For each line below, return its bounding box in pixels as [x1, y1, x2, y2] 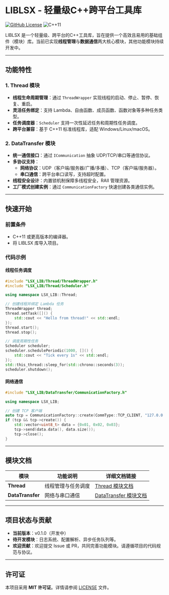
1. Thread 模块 [5, 82, 40, 89]
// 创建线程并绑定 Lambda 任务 [5, 301, 64, 307]
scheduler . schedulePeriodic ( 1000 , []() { [5, 348, 94, 353]
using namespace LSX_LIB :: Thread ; [5, 292, 78, 298]
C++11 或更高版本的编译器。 [12, 233, 71, 240]
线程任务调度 [5, 267, 32, 273]
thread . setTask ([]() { [5, 311, 53, 316]
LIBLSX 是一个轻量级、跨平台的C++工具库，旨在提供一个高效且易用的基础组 [5, 32, 162, 38]
